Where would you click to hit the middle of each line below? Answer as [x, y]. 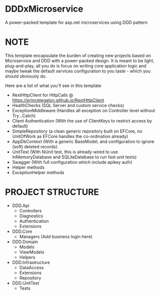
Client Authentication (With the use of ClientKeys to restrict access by [82, 121]
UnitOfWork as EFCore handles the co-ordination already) [70, 136]
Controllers [31, 210]
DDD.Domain [25, 242]
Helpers [27, 257]
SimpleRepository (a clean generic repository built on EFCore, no [77, 131]
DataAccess [31, 267]
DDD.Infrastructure [31, 262]
